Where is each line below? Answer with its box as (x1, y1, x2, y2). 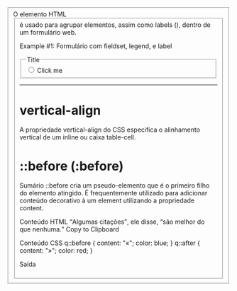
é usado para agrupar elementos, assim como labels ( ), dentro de (19, 21, 211, 29)
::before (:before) (19, 158, 124, 174)
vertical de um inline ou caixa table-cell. (19, 133, 136, 142)
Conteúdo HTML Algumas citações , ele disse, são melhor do (19, 217, 205, 226)
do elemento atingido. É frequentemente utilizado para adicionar (19, 189, 208, 198)
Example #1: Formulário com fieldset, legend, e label (19, 42, 172, 50)
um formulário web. (19, 28, 77, 36)
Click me (37, 66, 63, 74)
